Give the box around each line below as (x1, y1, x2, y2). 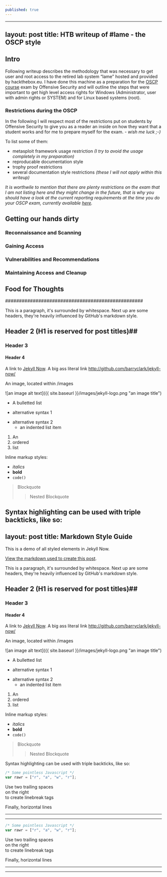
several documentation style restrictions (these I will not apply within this (12, 170, 162, 175)
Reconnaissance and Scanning (5, 229, 82, 236)
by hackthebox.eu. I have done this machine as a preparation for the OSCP (5, 79, 158, 85)
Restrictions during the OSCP (5, 107, 78, 114)
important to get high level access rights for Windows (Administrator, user (5, 89, 157, 95)
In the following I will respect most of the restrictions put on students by (5, 118, 152, 124)
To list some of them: (5, 139, 48, 145)
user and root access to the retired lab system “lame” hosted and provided (5, 73, 158, 80)
